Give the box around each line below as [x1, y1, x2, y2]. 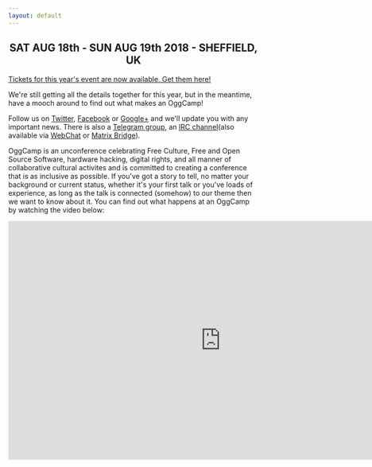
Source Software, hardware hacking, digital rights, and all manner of [8, 154, 232, 164]
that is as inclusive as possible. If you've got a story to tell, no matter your [8, 172, 250, 181]
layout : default [8, 11, 62, 20]
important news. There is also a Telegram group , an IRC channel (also [8, 123, 234, 132]
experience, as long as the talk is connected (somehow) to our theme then [8, 189, 252, 198]
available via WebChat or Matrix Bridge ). [8, 130, 141, 140]
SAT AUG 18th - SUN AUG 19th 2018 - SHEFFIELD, [9, 41, 258, 55]
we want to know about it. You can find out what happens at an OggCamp [8, 197, 250, 207]
